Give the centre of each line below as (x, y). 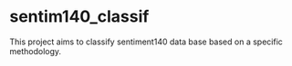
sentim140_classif (79, 17)
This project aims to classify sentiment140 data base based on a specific (146, 42)
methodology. (36, 51)
